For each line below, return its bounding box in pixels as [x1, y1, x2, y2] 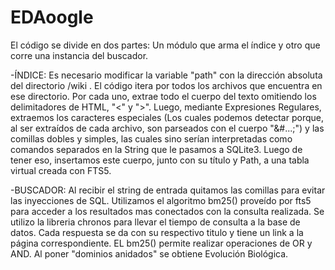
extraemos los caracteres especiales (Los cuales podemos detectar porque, [10, 111, 324, 123]
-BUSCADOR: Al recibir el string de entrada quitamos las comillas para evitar [10, 184, 326, 196]
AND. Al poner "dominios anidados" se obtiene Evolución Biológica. [10, 247, 289, 260]
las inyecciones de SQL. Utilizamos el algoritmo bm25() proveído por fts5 [10, 194, 312, 206]
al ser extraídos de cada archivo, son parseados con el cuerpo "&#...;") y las [10, 122, 325, 134]
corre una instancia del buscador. [10, 49, 149, 61]
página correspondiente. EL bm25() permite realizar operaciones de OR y [10, 237, 313, 249]
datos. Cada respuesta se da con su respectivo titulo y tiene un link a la [10, 226, 304, 238]
